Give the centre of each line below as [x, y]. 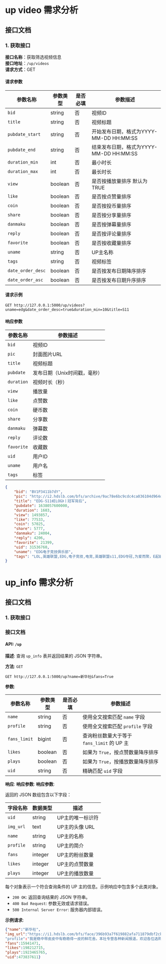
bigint [44, 739]
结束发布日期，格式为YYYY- [124, 147]
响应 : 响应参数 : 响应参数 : [30, 784]
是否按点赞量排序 [112, 197]
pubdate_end [22, 150]
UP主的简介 [70, 846]
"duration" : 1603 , [33, 510]
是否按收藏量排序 [112, 243]
